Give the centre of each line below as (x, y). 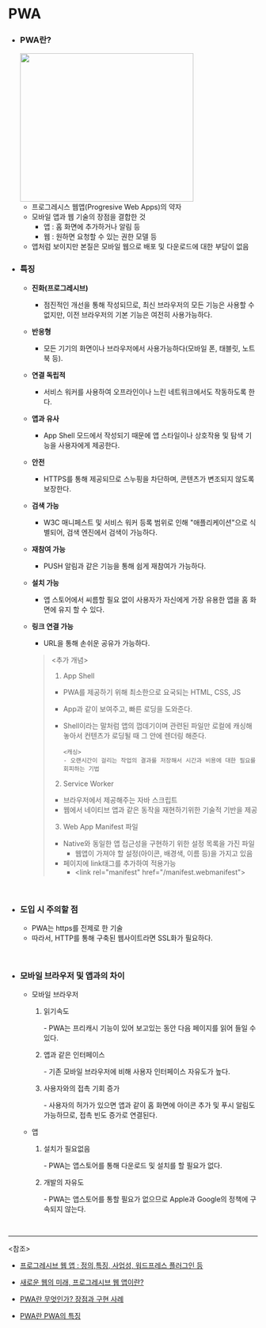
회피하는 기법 (81, 768)
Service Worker (88, 784)
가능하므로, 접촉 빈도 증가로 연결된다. (101, 1115)
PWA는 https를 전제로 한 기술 (77, 928)
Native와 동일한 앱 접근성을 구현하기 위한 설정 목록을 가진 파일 (159, 843)
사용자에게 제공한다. (89, 445)
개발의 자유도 (64, 1182)
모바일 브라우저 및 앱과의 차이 (72, 976)
